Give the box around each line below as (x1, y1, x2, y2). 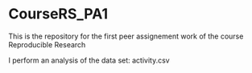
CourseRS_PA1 (8, 5, 109, 23)
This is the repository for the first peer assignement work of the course (8, 31, 244, 41)
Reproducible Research (8, 39, 86, 49)
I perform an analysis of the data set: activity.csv (8, 55, 171, 65)
